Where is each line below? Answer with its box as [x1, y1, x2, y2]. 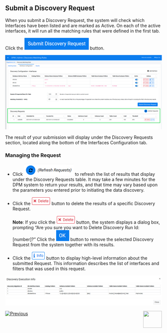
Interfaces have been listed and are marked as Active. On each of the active [5, 22, 161, 28]
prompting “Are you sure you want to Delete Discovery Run [12, 224, 133, 230]
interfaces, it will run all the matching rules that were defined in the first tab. [5, 27, 160, 34]
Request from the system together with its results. [12, 242, 115, 248]
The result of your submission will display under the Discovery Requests [5, 134, 153, 140]
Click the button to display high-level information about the [12, 255, 148, 261]
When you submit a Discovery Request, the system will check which [5, 17, 145, 23]
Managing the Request [5, 152, 61, 159]
